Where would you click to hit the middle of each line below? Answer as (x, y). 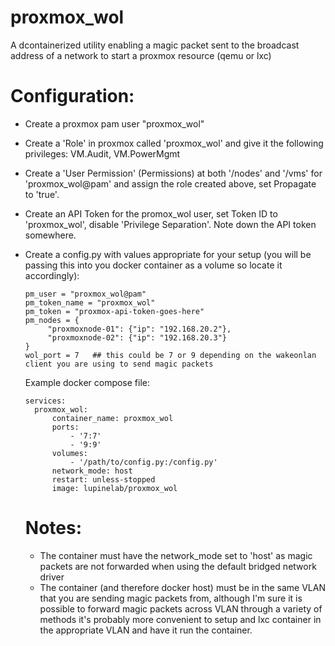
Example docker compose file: (87, 382)
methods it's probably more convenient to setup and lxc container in (180, 619)
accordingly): (52, 275)
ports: (65, 427)
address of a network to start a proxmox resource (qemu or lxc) (141, 55)
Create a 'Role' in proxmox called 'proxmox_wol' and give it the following (174, 143)
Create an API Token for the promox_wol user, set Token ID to (151, 213)
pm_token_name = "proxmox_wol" (90, 302)
